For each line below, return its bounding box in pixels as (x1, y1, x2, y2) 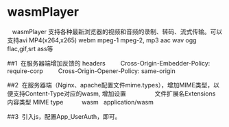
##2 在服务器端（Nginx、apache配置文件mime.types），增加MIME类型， (7, 81, 214, 89)
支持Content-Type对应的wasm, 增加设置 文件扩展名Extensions (12, 89, 216, 98)
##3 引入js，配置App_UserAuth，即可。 (7, 112, 121, 120)
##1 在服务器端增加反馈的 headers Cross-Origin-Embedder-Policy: (7, 59, 210, 67)
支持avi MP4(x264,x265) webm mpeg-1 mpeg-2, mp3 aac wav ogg (7, 36, 197, 44)
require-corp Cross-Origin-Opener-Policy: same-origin (7, 66, 176, 75)
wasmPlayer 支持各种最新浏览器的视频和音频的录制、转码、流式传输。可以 (12, 27, 223, 36)
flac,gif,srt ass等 (7, 44, 53, 53)
